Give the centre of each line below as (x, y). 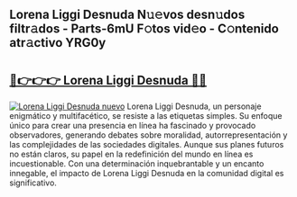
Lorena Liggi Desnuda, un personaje (194, 106)
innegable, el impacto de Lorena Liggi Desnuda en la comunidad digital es (147, 173)
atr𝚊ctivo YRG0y (58, 43)
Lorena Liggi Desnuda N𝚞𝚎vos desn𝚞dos (127, 15)
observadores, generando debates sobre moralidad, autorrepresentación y (148, 135)
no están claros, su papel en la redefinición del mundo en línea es (131, 154)
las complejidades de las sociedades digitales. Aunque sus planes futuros (147, 144)
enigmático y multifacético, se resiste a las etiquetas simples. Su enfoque (146, 116)
